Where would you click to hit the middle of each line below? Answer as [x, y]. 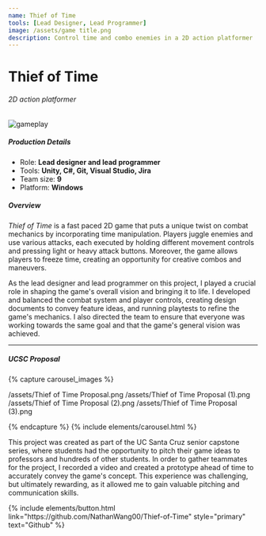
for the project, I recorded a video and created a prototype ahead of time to [131, 467]
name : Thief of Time [42, 15]
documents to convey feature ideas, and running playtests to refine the [124, 308]
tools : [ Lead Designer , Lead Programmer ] [78, 23]
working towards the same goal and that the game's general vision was [124, 325]
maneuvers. [28, 267]
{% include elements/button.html [62, 507]
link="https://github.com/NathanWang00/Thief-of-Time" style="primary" [127, 516]
